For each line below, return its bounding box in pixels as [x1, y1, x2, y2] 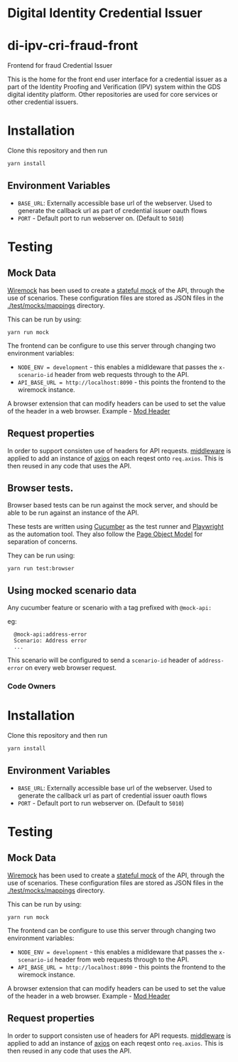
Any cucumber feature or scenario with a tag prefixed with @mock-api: [7, 604, 212, 612]
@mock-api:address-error [13, 631, 87, 639]
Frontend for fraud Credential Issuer [7, 61, 113, 70]
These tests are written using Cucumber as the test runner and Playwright [7, 522, 224, 531]
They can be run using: [7, 551, 75, 560]
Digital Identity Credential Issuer [7, 5, 202, 21]
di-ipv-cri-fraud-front [7, 38, 139, 54]
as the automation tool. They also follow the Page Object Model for [7, 530, 203, 539]
